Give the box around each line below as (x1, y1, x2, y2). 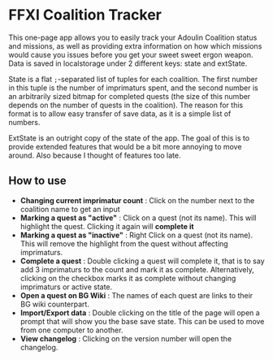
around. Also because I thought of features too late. (8, 150, 181, 160)
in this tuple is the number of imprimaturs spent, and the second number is (8, 83, 258, 93)
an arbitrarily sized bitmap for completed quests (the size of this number (8, 91, 251, 101)
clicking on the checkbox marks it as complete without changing (19, 273, 236, 283)
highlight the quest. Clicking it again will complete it (19, 221, 194, 231)
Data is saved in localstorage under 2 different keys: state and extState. (8, 59, 248, 68)
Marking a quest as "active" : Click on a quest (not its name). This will (19, 213, 257, 223)
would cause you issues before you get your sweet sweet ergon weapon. (8, 50, 253, 59)
